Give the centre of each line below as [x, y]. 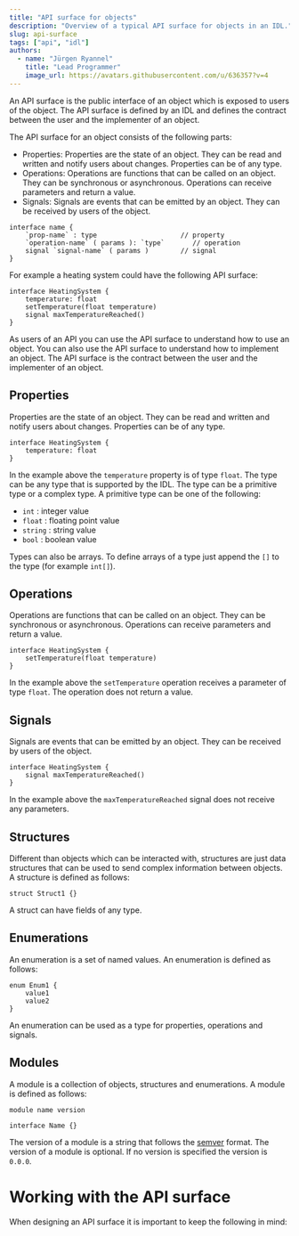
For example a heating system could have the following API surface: [133, 275]
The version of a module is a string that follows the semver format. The [139, 1142]
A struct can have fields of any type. [76, 910]
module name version [48, 1110]
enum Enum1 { [33, 985]
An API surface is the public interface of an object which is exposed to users [149, 101]
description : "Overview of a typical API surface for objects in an [139, 26]
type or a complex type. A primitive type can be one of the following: [135, 493]
